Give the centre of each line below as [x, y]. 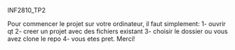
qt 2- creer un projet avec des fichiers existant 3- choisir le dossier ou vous [118, 31]
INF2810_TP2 [27, 10]
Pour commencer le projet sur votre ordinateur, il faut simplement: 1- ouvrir [116, 24]
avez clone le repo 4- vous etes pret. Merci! [71, 39]
